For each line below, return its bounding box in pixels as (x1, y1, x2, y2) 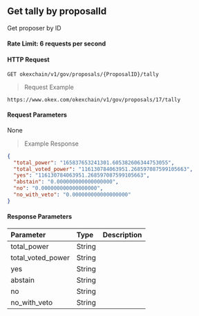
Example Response (23, 139, 79, 148)
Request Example (23, 83, 74, 91)
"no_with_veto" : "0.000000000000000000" (13, 191, 131, 199)
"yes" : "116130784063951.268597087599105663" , (13, 172, 150, 179)
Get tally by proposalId (7, 6, 107, 17)
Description (102, 230, 142, 240)
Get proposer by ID (7, 23, 61, 32)
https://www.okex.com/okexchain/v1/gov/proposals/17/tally (7, 96, 181, 103)
